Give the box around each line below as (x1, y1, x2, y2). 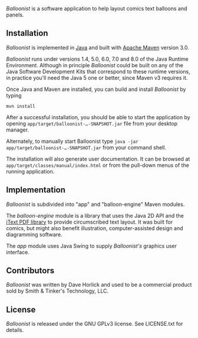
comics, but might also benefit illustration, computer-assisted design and (6, 224, 184, 232)
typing (6, 91, 22, 99)
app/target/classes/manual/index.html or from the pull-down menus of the (6, 162, 190, 169)
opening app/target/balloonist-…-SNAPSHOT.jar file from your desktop (6, 120, 178, 127)
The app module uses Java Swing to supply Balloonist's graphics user (6, 242, 177, 250)
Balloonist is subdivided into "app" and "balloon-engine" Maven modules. (6, 201, 185, 208)
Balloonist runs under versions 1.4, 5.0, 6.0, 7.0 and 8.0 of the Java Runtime (6, 55, 189, 63)
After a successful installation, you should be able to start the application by (6, 113, 190, 120)
